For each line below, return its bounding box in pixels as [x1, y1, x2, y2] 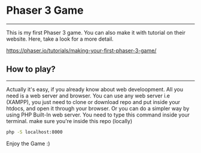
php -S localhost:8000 [6, 129, 63, 135]
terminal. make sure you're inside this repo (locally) [6, 117, 133, 124]
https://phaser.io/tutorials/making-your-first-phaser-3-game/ [6, 47, 157, 54]
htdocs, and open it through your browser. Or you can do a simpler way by [6, 105, 190, 112]
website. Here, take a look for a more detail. [6, 35, 114, 42]
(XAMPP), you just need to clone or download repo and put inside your [6, 98, 181, 105]
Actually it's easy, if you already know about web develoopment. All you [6, 85, 184, 93]
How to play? [6, 64, 56, 75]
